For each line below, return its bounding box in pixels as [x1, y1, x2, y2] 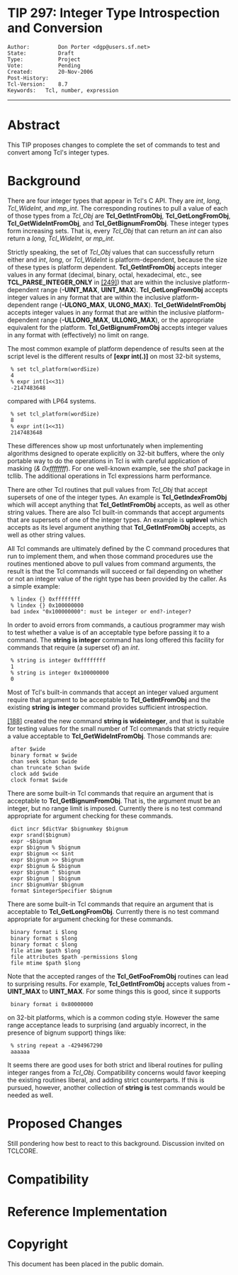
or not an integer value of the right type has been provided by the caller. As [7, 574, 227, 583]
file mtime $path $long [10, 959, 81, 967]
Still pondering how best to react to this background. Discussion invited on [7, 1139, 225, 1147]
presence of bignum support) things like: [7, 1028, 126, 1037]
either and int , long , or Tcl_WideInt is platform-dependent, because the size [7, 255, 228, 264]
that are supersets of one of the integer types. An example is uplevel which [7, 516, 228, 524]
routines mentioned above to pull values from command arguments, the [7, 559, 216, 568]
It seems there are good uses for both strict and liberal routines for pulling [7, 1060, 223, 1069]
